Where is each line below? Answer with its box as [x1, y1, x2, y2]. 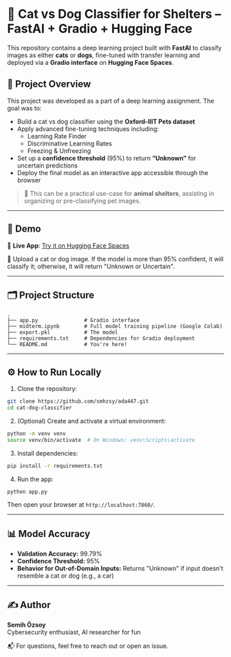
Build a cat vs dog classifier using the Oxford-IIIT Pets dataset [16, 117, 195, 125]
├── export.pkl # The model [7, 329, 118, 336]
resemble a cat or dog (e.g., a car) [16, 572, 115, 580]
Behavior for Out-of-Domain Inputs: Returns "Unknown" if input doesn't [16, 565, 223, 573]
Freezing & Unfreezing [27, 146, 91, 154]
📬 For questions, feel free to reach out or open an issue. [7, 642, 168, 650]
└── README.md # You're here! [7, 341, 128, 348]
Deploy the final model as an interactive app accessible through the [16, 168, 208, 176]
